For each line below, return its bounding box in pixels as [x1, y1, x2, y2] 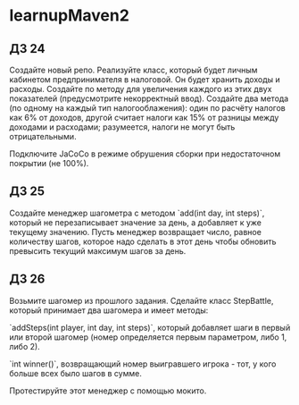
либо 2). [9, 341, 40, 351]
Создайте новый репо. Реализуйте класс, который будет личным [9, 64, 258, 75]
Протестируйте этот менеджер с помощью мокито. [9, 385, 207, 396]
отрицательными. [9, 131, 78, 141]
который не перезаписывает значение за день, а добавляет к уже [9, 216, 262, 228]
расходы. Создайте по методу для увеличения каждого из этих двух [9, 84, 272, 94]
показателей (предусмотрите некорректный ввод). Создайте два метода [9, 93, 289, 104]
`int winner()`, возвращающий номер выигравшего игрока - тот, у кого [9, 359, 277, 369]
